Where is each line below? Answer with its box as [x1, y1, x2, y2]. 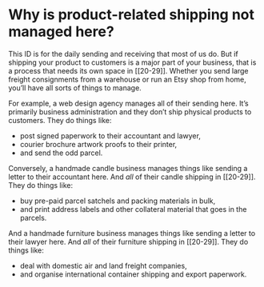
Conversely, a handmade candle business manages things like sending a [8, 163, 248, 173]
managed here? [8, 22, 114, 41]
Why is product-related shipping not [8, 6, 254, 24]
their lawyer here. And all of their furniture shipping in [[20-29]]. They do [8, 237, 249, 246]
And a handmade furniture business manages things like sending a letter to [8, 228, 256, 237]
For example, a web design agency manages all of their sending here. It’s [8, 98, 250, 108]
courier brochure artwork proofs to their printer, [19, 139, 178, 149]
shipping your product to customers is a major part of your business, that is [8, 58, 257, 67]
